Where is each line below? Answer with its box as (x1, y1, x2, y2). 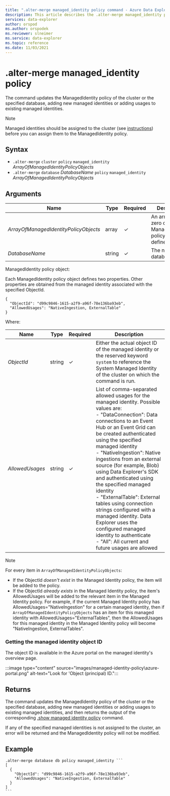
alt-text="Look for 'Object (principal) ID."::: (30, 671, 119, 677)
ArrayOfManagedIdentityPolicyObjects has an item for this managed (12, 610, 154, 616)
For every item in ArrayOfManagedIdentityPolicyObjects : (5, 567, 122, 574)
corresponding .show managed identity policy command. (5, 715, 124, 721)
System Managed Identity (96, 365, 157, 372)
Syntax (5, 145, 28, 154)
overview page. (5, 655, 38, 661)
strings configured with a (96, 506, 155, 513)
